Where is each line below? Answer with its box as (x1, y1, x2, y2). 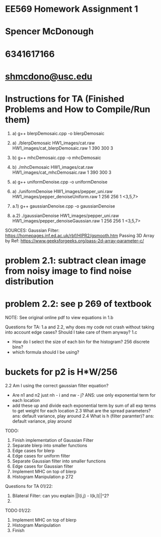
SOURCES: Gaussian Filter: (5, 227, 60, 233)
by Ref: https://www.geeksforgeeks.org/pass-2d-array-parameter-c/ (5, 238, 144, 243)
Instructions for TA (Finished (5, 93, 124, 104)
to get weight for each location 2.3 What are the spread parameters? (12, 407, 151, 413)
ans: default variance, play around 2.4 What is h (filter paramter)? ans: (12, 413, 155, 419)
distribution (5, 276, 54, 287)
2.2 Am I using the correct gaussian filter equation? (5, 382, 109, 388)
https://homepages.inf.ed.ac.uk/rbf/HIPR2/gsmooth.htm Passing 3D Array (5, 232, 155, 239)
